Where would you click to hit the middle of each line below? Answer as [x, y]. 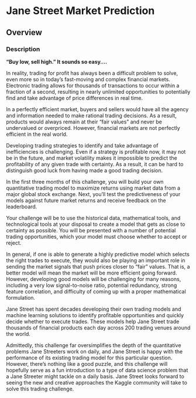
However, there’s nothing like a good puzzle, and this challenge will [87, 363]
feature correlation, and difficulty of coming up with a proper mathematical [96, 291]
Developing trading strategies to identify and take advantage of [82, 145]
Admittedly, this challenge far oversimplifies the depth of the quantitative [94, 345]
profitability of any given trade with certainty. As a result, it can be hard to [95, 164]
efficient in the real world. [37, 134]
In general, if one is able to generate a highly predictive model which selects [98, 254]
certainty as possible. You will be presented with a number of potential [91, 230]
